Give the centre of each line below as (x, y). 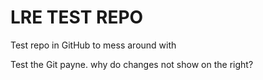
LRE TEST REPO (77, 17)
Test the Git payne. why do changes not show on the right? (132, 64)
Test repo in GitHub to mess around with (93, 45)
